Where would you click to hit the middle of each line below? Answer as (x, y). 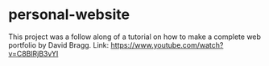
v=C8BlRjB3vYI (33, 53)
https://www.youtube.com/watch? (167, 45)
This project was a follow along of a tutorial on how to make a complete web (135, 37)
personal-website (69, 15)
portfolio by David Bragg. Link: (59, 45)
